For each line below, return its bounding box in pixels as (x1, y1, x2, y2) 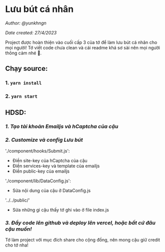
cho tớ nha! (5, 242, 28, 248)
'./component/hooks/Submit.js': (5, 148, 70, 154)
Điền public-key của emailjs (12, 168, 70, 174)
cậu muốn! (5, 226, 32, 233)
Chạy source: (5, 64, 48, 73)
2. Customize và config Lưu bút (5, 136, 83, 143)
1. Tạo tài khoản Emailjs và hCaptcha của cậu (5, 123, 118, 130)
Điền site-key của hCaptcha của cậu (12, 157, 87, 163)
